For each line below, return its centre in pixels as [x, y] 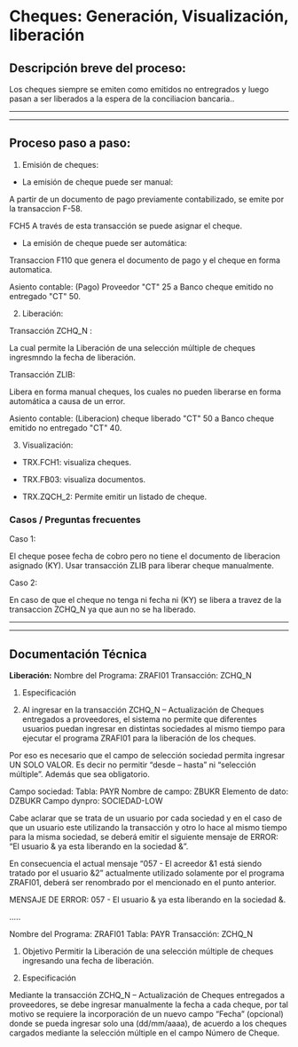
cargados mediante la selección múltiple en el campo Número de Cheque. [145, 1033]
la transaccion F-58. [46, 208]
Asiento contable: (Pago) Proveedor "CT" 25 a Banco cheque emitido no [141, 287]
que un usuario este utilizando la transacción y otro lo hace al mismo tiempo [148, 827]
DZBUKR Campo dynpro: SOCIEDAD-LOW [86, 800]
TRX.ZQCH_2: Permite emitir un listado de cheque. [114, 496]
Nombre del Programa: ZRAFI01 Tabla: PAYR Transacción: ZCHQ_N [131, 933]
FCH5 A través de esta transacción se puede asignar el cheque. [125, 226]
